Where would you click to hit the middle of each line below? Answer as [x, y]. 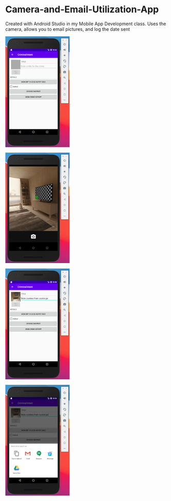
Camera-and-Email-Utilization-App [82, 10]
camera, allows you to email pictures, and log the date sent [68, 29]
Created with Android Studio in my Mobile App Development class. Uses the [86, 24]
